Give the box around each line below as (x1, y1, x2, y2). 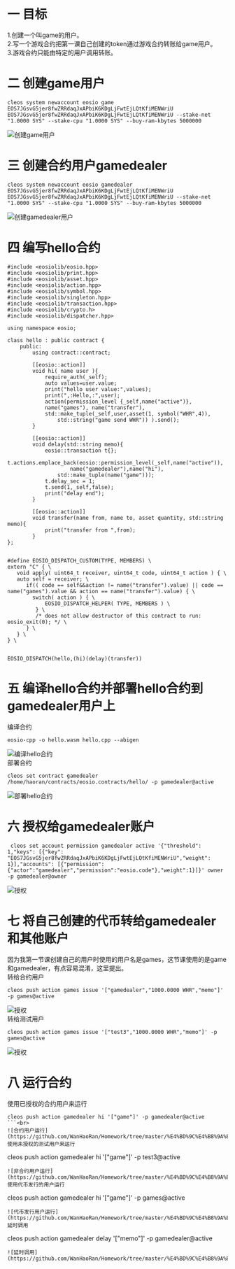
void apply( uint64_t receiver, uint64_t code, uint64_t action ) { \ (16, 569, 227, 576)
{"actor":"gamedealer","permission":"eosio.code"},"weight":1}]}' (7, 867, 205, 874)
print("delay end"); (44, 490, 105, 497)
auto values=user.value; (44, 379, 117, 387)
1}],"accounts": (7, 860, 55, 867)
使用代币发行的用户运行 (7, 1181, 65, 1188)
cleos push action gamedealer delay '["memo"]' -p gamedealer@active (7, 1234, 213, 1242)
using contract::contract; (32, 349, 111, 356)
